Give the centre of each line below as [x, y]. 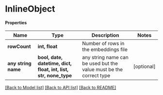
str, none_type [55, 76]
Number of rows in [103, 44]
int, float [48, 47]
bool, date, [50, 58]
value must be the [102, 70]
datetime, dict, [55, 63]
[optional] [144, 66]
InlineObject [30, 9]
